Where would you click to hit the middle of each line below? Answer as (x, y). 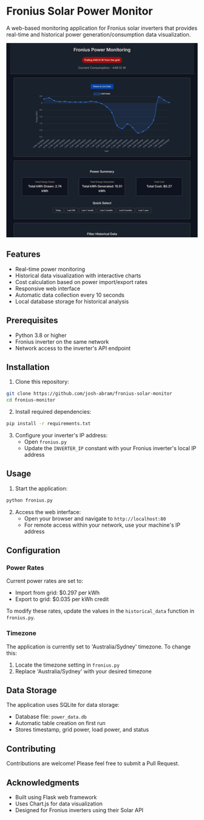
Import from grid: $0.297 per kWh (57, 593)
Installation (28, 367)
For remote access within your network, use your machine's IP (102, 525)
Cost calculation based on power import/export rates (81, 282)
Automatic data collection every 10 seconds (70, 295)
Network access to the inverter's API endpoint (73, 348)
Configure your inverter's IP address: (61, 435)
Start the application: (41, 488)
